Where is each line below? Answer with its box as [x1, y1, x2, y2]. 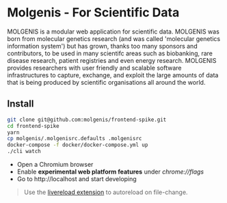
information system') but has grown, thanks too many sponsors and [7, 42, 198, 50]
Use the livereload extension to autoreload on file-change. [23, 188, 188, 196]
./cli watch [7, 148, 41, 155]
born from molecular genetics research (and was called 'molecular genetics [7, 34, 221, 42]
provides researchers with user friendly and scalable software [7, 64, 182, 72]
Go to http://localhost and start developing [16, 175, 137, 182]
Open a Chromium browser [16, 161, 94, 168]
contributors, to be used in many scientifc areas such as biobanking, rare [7, 49, 213, 57]
